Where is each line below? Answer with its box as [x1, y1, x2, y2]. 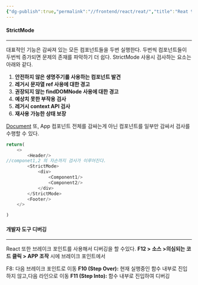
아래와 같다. [6, 61, 34, 68]
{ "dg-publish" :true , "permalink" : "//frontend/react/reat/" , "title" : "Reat [6, 8, 189, 15]
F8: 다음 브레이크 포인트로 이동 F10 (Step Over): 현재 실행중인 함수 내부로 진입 [6, 265, 188, 272]
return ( [6, 142, 25, 147]
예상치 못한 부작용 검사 [14, 95, 67, 102]
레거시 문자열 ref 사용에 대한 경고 [14, 81, 90, 88]
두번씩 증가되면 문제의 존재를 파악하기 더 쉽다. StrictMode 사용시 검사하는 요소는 [6, 53, 192, 61]
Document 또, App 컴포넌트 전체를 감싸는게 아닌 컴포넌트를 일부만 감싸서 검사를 [6, 122, 190, 129]
